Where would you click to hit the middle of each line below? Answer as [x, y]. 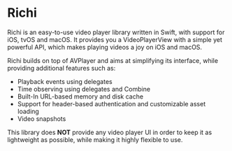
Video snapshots [42, 118]
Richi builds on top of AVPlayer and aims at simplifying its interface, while [113, 60]
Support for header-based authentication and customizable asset [111, 103]
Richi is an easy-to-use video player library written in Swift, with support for [116, 32]
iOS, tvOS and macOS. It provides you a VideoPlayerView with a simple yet [115, 39]
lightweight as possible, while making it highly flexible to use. [95, 139]
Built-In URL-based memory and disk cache [80, 96]
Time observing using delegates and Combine [84, 89]
